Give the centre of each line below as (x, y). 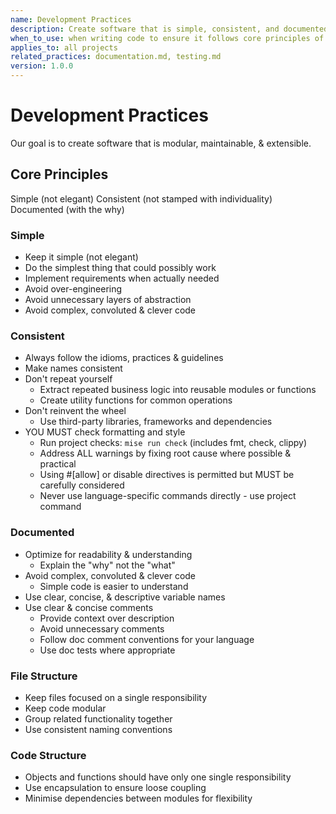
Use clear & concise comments (89, 607)
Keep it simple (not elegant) (81, 257)
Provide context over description (107, 618)
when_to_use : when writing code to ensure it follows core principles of (167, 38)
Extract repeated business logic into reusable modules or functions (178, 390)
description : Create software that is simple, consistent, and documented (169, 29)
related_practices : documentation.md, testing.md (116, 57)
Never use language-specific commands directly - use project (168, 496)
